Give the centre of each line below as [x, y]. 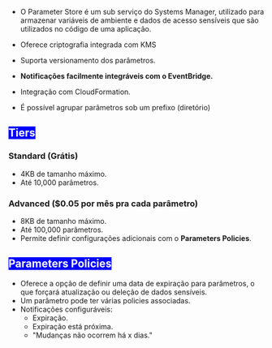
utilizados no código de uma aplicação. [86, 29]
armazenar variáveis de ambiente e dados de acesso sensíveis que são [139, 20]
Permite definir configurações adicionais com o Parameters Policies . [136, 238]
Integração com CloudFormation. [76, 92]
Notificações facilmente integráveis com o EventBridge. [117, 76]
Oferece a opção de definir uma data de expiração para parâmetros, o [138, 283]
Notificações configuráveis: [66, 309]
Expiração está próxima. [73, 326]
